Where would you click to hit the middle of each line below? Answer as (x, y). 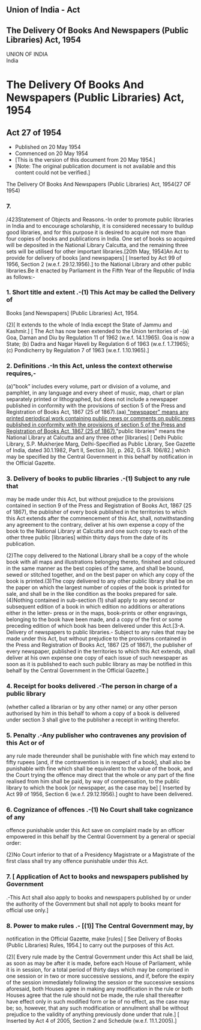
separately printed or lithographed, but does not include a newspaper (92, 399)
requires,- (21, 373)
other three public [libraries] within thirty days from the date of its (87, 538)
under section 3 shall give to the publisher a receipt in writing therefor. (93, 719)
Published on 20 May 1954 (48, 147)
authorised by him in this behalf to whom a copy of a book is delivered (93, 713)
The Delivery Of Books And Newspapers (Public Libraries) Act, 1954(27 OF (99, 184)
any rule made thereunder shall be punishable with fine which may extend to (100, 756)
